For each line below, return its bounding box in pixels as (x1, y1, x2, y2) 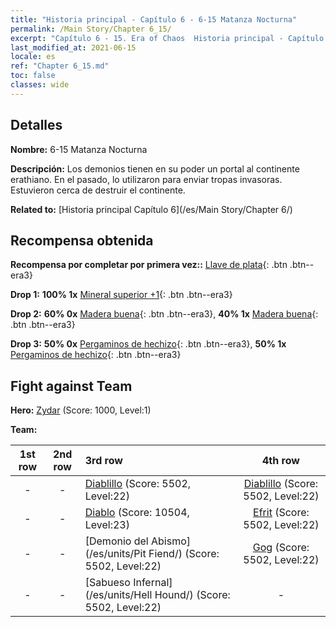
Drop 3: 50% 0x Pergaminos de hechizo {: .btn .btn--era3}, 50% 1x (10, 338, 287, 350)
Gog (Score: (252, 541, 310, 555)
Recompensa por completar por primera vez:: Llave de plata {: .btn (10, 259, 288, 271)
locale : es (10, 52, 56, 62)
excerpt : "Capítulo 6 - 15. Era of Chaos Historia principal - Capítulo (10, 33, 325, 43)
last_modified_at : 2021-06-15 (10, 42, 137, 53)
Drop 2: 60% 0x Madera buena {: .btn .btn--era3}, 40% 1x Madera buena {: (10, 308, 319, 320)
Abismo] (150, 534, 191, 548)
